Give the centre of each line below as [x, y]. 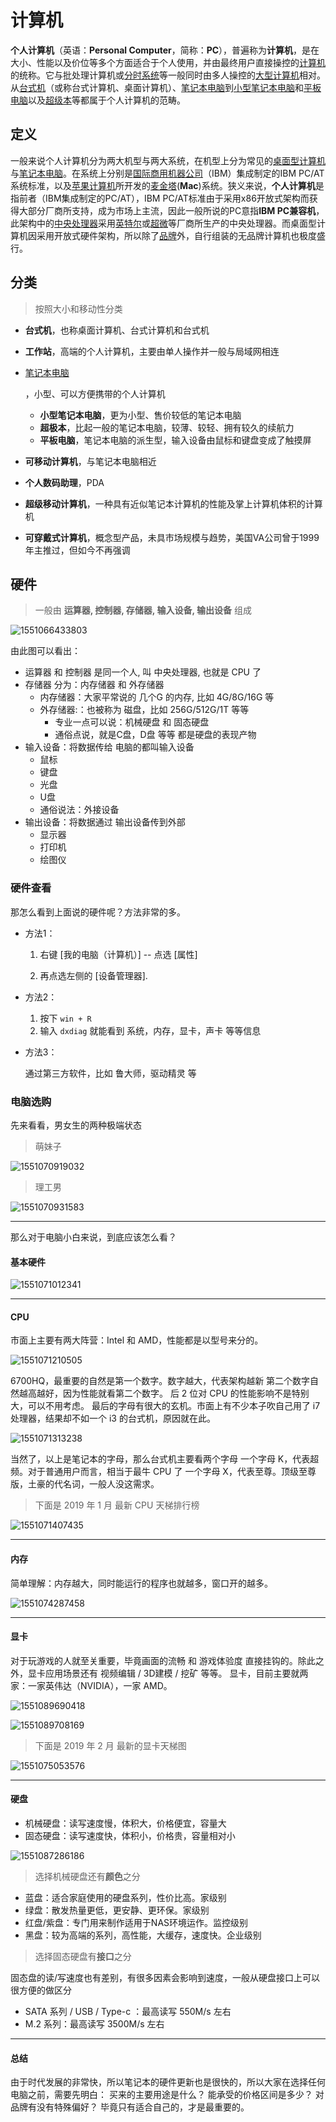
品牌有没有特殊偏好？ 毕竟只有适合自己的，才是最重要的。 [130, 2107]
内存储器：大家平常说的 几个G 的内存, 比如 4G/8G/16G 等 [157, 697]
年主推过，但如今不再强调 [77, 550]
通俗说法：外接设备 [79, 810]
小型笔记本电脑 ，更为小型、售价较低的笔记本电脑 [140, 415]
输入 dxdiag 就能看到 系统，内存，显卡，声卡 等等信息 [150, 1030]
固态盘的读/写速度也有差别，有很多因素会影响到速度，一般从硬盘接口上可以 [165, 1977]
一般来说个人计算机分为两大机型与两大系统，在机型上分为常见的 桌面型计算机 [168, 160]
